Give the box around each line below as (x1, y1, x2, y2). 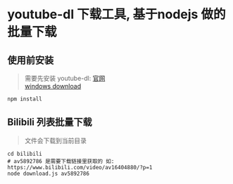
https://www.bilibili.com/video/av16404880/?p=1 (7, 164, 153, 171)
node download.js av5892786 (7, 170, 90, 177)
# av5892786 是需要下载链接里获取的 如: (7, 157, 115, 165)
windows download (24, 82, 82, 90)
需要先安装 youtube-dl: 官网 (24, 74, 106, 82)
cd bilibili (7, 150, 42, 157)
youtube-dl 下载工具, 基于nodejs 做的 (7, 6, 226, 22)
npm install (7, 96, 42, 103)
